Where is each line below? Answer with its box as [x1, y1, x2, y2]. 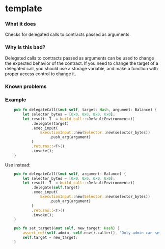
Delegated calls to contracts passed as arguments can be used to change [5, 55, 154, 61]
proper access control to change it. [5, 71, 76, 77]
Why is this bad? [5, 44, 46, 51]
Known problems [5, 83, 47, 90]
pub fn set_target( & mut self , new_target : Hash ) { [14, 226, 120, 231]
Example [5, 96, 27, 103]
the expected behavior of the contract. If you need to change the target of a [5, 60, 159, 66]
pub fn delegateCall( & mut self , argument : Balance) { [14, 171, 126, 176]
